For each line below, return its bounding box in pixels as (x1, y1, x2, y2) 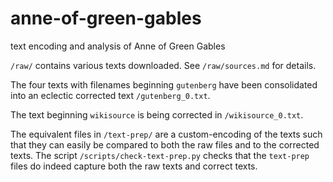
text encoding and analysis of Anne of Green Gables (10, 40, 226, 52)
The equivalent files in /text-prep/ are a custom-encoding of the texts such (10, 128, 323, 140)
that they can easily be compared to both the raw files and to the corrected (10, 138, 320, 151)
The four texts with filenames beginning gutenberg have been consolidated (10, 78, 318, 91)
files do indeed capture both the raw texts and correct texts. (10, 160, 258, 172)
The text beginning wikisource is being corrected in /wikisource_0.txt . (10, 108, 304, 121)
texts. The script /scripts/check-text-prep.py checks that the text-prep (10, 149, 310, 161)
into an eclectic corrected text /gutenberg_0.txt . (10, 89, 211, 101)
